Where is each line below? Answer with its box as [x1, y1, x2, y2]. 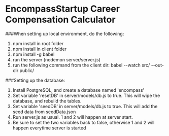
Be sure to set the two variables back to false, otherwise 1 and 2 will [12, 119, 155, 125]
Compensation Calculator [5, 14, 116, 25]
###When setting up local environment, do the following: [5, 30, 124, 37]
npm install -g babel [12, 51, 55, 57]
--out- [151, 62, 164, 68]
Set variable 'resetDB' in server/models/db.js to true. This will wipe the [12, 92, 160, 98]
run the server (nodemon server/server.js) [12, 56, 100, 62]
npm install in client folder [12, 46, 67, 52]
